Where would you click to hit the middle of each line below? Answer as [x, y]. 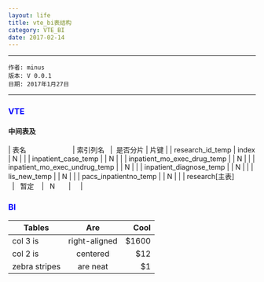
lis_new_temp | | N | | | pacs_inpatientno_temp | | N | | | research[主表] [121, 177]
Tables [36, 227]
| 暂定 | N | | [47, 186]
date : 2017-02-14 [37, 37]
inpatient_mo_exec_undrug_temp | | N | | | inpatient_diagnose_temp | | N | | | [131, 167]
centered [93, 254]
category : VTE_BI [37, 30]
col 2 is [26, 254]
